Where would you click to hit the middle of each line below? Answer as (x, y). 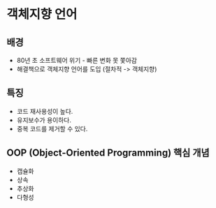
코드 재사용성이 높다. (45, 111)
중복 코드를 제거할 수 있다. (52, 128)
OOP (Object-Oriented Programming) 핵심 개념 (108, 153)
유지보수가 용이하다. (44, 120)
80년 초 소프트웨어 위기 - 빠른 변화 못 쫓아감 (77, 60)
